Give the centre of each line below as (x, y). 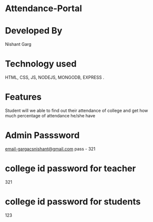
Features (23, 97)
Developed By (34, 31)
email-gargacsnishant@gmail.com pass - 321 (50, 148)
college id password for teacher (70, 169)
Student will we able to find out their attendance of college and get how (76, 111)
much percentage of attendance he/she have (50, 116)
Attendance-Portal (44, 9)
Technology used (41, 64)
